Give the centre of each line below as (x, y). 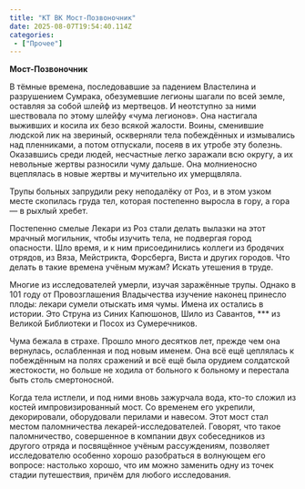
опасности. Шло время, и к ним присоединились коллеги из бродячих (147, 248)
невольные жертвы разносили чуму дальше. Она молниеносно (133, 164)
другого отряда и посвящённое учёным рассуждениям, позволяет (140, 446)
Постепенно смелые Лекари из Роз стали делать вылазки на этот (137, 229)
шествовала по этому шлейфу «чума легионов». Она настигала (133, 116)
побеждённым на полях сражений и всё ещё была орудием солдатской (149, 361)
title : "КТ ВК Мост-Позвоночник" (73, 18)
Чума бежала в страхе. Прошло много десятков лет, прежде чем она (145, 341)
